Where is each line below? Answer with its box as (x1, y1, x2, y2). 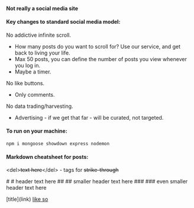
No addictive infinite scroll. (6, 31, 72, 39)
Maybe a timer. (14, 68, 51, 75)
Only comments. (14, 91, 55, 98)
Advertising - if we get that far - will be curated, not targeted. (14, 114, 164, 121)
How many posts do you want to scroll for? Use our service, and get (14, 43, 181, 50)
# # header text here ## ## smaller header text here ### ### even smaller (6, 178, 188, 185)
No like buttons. (6, 79, 45, 87)
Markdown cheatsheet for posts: (6, 153, 89, 160)
